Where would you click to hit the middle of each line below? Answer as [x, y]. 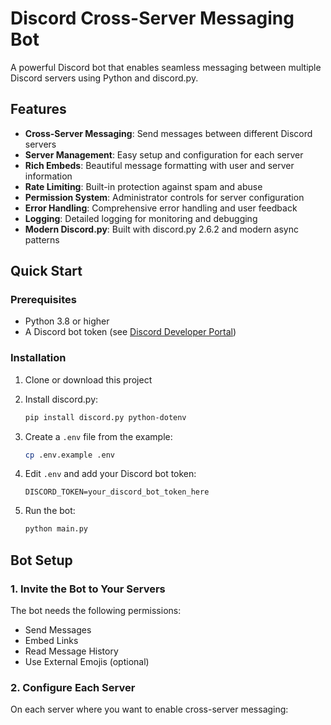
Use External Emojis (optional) [87, 662]
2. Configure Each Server [73, 687]
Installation [38, 358]
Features [38, 109]
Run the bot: [50, 511]
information [48, 176]
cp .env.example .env [69, 455]
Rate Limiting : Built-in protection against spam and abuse [143, 186]
